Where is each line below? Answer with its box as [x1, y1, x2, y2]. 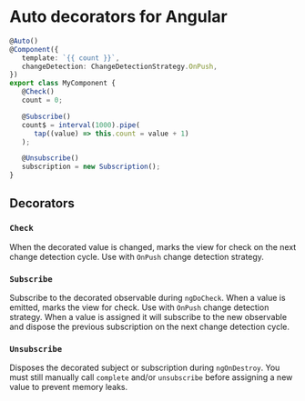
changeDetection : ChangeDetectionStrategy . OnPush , [21, 62, 219, 71]
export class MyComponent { [9, 79, 117, 88]
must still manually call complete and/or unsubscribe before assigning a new [9, 372, 293, 383]
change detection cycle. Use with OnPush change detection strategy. [9, 251, 264, 262]
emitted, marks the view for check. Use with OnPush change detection [9, 302, 269, 313]
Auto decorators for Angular [9, 6, 228, 27]
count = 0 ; [21, 95, 64, 105]
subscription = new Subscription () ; [21, 162, 161, 172]
